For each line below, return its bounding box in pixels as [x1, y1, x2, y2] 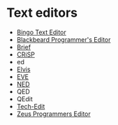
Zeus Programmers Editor [16, 110, 91, 118]
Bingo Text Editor [16, 28, 67, 36]
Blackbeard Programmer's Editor [16, 35, 111, 43]
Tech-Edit [16, 102, 45, 110]
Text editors [6, 5, 78, 21]
